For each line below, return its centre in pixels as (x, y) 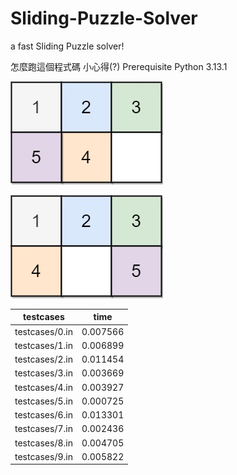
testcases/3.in (43, 373)
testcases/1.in (43, 345)
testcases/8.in (43, 443)
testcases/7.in (43, 429)
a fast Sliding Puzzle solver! (67, 46)
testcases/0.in (43, 331)
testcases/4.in (43, 387)
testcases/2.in (43, 359)
